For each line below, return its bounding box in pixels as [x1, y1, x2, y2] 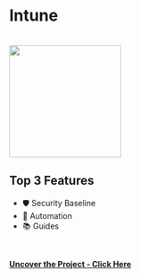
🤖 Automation [21, 210, 73, 221]
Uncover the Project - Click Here [9, 258, 132, 269]
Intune [9, 5, 59, 26]
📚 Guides [21, 221, 60, 231]
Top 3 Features [9, 173, 95, 188]
